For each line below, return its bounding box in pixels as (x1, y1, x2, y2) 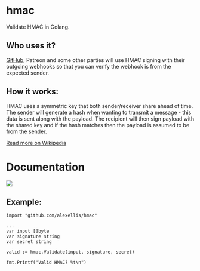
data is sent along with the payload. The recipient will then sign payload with (6, 115, 195, 122)
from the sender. (6, 128, 47, 135)
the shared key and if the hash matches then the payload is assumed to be (6, 121, 190, 128)
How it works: (6, 87, 59, 97)
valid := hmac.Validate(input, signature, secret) (6, 249, 135, 255)
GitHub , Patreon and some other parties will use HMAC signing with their (6, 56, 185, 63)
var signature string (6, 233, 60, 239)
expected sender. (6, 69, 50, 76)
